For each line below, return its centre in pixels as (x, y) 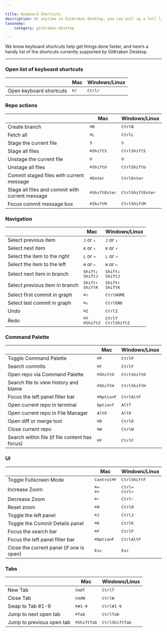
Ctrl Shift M (134, 204)
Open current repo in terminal (42, 405)
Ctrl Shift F (134, 480)
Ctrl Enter (132, 178)
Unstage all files (27, 167)
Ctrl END (114, 303)
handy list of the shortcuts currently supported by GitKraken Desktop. (77, 52)
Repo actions (21, 105)
